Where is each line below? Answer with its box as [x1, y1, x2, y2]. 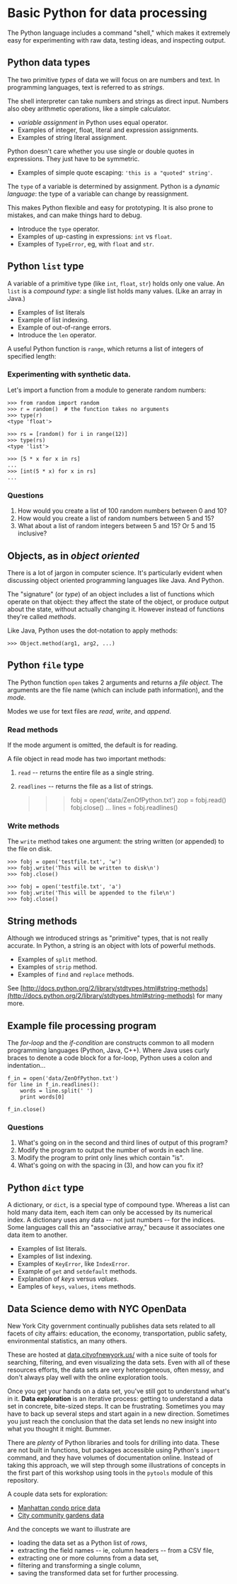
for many [196, 992, 223, 1000]
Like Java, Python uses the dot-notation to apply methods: [7, 626, 178, 635]
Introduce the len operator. [17, 330, 97, 339]
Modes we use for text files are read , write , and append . [7, 706, 172, 715]
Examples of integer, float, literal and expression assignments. [17, 126, 199, 134]
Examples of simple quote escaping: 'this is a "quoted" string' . [17, 168, 213, 177]
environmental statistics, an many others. [7, 1336, 127, 1345]
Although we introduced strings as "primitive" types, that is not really [7, 934, 209, 942]
